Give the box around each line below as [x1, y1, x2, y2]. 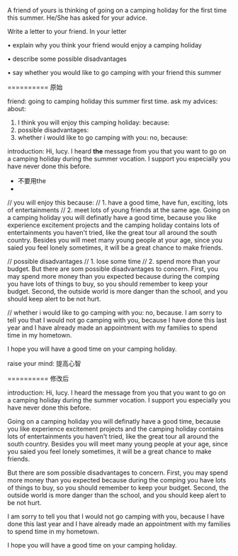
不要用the [17, 177, 46, 185]
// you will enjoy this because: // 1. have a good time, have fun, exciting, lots [7, 198, 228, 207]
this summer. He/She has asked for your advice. [7, 13, 147, 22]
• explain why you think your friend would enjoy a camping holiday [7, 41, 202, 49]
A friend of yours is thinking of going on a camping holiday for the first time [7, 6, 227, 14]
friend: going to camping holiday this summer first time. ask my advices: [7, 97, 218, 105]
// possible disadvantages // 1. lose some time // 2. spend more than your [7, 257, 221, 265]
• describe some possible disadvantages [7, 54, 127, 63]
